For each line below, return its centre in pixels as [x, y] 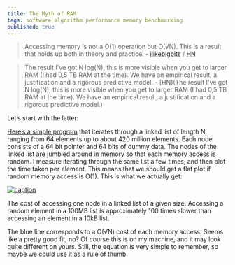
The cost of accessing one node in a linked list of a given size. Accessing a [115, 203]
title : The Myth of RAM [42, 14]
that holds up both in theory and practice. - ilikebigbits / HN [110, 54]
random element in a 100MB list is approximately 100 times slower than [109, 211]
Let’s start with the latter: [43, 118]
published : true [31, 27]
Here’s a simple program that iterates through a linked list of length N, [107, 132]
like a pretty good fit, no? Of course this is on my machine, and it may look [114, 239]
